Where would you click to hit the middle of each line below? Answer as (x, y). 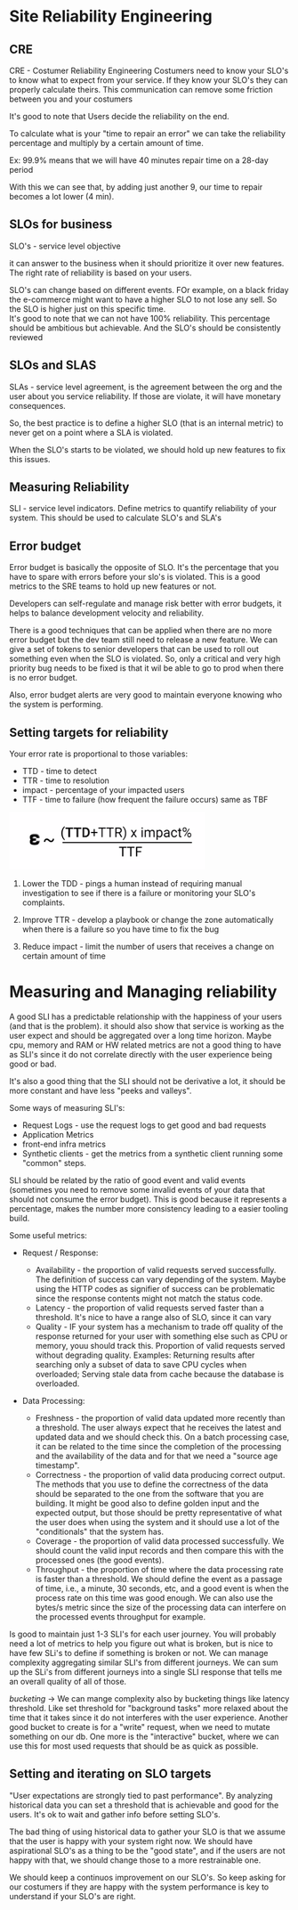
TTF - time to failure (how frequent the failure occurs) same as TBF (145, 800)
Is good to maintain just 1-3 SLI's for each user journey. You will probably (143, 1634)
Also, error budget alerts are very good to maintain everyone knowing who (146, 695)
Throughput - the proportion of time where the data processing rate (159, 1569)
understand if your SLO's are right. (72, 1896)
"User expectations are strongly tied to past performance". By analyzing (141, 1795)
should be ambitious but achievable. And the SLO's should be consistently (145, 328)
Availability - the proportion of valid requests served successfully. (156, 1270)
